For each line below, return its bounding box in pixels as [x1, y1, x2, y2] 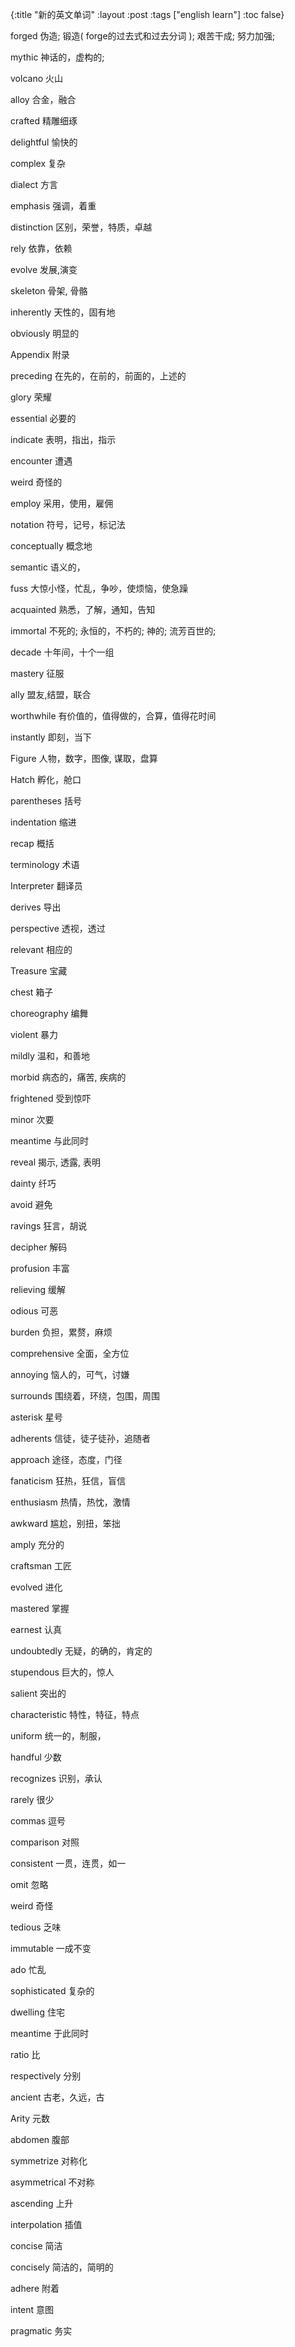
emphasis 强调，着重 [10, 200, 97, 212]
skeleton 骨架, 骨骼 [10, 285, 88, 297]
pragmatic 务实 [10, 2325, 73, 2337]
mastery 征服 [10, 668, 65, 679]
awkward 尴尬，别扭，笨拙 [10, 1518, 121, 1529]
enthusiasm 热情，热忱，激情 [10, 1496, 131, 1508]
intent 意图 [10, 2304, 55, 2315]
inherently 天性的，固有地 [10, 306, 116, 318]
